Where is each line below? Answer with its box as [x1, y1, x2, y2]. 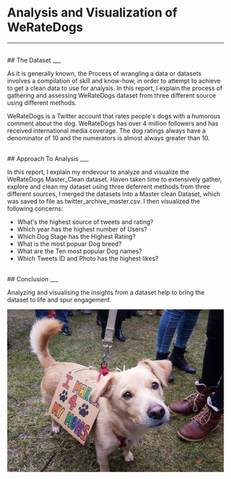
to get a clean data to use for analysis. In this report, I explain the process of [7, 84, 223, 92]
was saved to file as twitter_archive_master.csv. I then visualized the [7, 197, 201, 205]
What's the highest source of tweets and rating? [16, 217, 153, 226]
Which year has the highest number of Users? [16, 225, 148, 233]
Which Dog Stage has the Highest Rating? [16, 232, 136, 240]
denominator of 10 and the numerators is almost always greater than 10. [7, 134, 210, 142]
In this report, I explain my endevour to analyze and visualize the [7, 167, 190, 176]
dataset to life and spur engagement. [7, 295, 112, 304]
